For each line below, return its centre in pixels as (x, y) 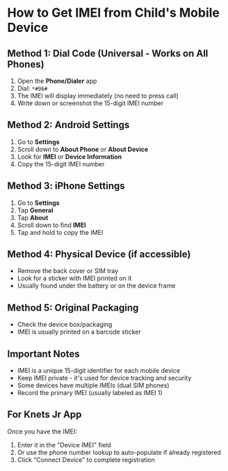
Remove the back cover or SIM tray (68, 271)
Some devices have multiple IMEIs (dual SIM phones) (93, 385)
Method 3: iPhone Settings (66, 186)
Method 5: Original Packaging (73, 308)
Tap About (33, 217)
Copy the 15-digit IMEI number (61, 164)
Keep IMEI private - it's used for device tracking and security (104, 378)
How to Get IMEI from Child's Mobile (114, 13)
